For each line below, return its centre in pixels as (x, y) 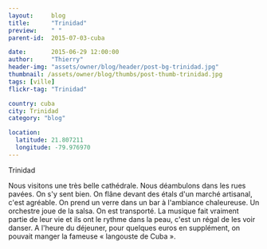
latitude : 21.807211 (49, 140)
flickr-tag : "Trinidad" (48, 89)
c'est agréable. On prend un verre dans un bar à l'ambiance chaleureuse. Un (134, 202)
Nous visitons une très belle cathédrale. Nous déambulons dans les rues (127, 185)
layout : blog (37, 16)
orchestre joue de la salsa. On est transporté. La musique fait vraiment (124, 211)
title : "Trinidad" (48, 23)
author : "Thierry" (46, 60)
